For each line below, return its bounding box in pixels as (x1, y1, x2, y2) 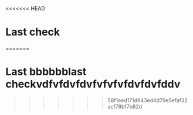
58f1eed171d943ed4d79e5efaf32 (107, 96, 188, 104)
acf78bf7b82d (107, 103, 143, 110)
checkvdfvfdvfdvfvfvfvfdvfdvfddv (5, 78, 181, 91)
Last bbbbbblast (5, 65, 87, 78)
